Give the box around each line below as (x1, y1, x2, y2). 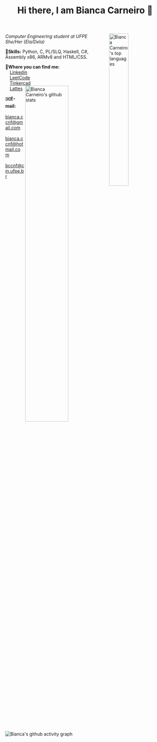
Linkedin (10, 69, 28, 75)
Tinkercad (10, 80, 31, 86)
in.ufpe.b (5, 168, 24, 174)
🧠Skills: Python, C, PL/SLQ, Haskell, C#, (5, 48, 89, 55)
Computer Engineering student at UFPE (5, 33, 88, 40)
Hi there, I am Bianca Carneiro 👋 (17, 5, 153, 16)
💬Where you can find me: (5, 64, 60, 70)
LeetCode (10, 75, 30, 81)
